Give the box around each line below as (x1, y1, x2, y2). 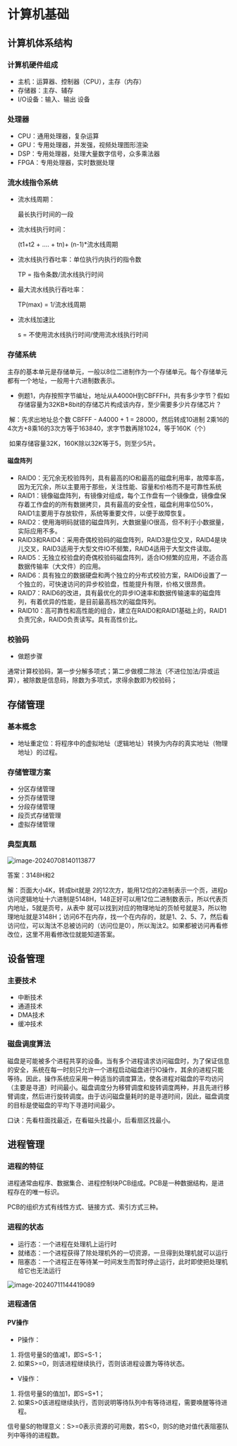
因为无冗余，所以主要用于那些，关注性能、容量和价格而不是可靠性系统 (17, 482, 222, 490)
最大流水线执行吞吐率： (17, 285, 86, 294)
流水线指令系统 (7, 178, 59, 188)
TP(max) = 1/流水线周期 (17, 300, 86, 309)
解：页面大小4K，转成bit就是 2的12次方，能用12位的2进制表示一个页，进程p (7, 885, 228, 894)
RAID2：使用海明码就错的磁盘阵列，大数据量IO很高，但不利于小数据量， (17, 517, 228, 526)
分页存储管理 (17, 793, 55, 802)
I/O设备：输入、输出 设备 (17, 95, 90, 103)
